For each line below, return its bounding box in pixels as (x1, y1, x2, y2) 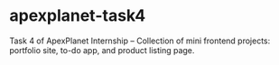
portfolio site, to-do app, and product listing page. (9, 44, 195, 55)
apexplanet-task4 (9, 5, 146, 26)
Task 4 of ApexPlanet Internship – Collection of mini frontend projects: (9, 35, 271, 46)
